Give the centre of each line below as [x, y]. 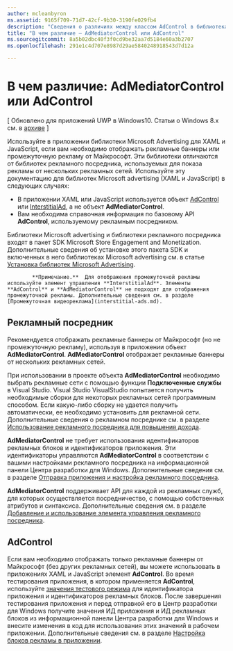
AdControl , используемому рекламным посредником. [98, 221]
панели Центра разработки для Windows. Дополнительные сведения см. [116, 469]
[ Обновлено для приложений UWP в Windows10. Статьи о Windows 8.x [113, 120]
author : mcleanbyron [37, 14]
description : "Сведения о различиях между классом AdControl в [101, 26]
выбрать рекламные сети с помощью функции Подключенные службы [114, 383]
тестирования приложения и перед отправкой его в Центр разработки [112, 603]
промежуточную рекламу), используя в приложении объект [97, 347]
